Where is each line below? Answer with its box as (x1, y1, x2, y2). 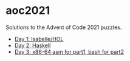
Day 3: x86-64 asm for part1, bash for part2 (14, 48, 124, 55)
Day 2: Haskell (14, 42, 51, 49)
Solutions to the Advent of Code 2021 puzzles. (5, 24, 122, 31)
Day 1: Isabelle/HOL (14, 35, 64, 42)
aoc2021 (5, 4, 50, 18)
